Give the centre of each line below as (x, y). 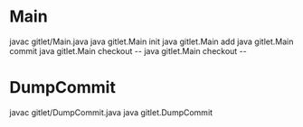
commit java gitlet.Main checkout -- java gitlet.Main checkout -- (128, 50)
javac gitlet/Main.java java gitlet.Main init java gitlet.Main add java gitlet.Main (151, 41)
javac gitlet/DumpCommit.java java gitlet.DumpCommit (111, 112)
